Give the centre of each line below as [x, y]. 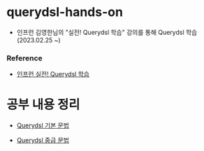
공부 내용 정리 [43, 105]
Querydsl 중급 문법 [43, 141]
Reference [24, 58]
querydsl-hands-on [65, 12]
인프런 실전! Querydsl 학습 [53, 74]
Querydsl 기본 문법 [43, 125]
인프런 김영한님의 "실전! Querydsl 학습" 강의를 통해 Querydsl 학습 [107, 32]
